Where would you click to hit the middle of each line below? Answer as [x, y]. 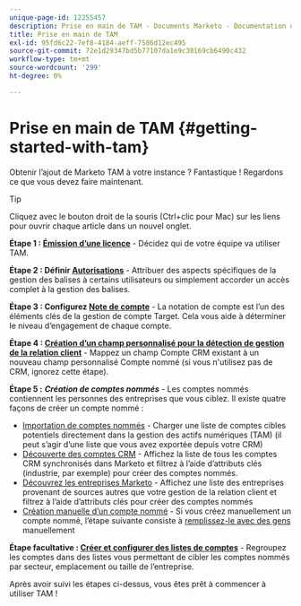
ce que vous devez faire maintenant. [77, 181]
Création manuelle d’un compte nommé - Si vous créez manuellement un [157, 511]
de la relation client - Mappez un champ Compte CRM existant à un [134, 352]
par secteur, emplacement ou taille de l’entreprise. [102, 567]
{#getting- [218, 128]
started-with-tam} [79, 147]
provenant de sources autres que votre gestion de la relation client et [150, 492]
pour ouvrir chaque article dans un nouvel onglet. [100, 226]
